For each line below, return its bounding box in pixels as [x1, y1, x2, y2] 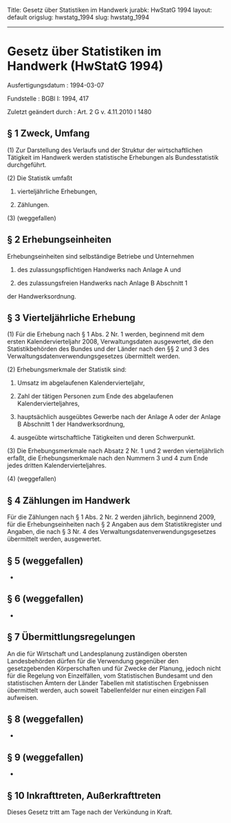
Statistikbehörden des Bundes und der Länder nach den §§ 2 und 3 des [7, 345, 210, 353]
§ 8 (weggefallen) [7, 714, 84, 725]
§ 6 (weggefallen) [7, 593, 84, 605]
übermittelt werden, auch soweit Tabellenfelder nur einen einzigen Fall [7, 686, 206, 694]
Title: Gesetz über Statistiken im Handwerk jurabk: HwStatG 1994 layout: [7, 6, 212, 14]
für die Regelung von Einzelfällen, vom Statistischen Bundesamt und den [7, 671, 213, 680]
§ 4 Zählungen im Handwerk [7, 495, 131, 506]
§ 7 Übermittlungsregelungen [7, 631, 135, 643]
